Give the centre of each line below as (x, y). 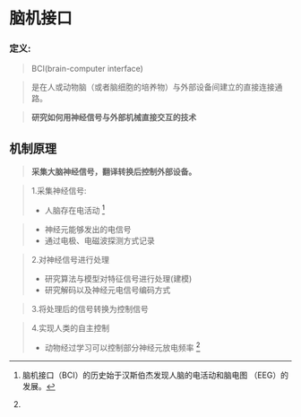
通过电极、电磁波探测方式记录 (99, 240)
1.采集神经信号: (59, 191)
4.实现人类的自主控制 (70, 327)
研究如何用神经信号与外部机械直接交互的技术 (114, 117)
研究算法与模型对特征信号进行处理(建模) (118, 278)
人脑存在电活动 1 (75, 209)
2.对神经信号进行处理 (70, 259)
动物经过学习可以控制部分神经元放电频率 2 (122, 346)
